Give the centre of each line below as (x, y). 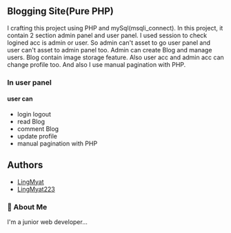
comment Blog (38, 129)
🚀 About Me (27, 207)
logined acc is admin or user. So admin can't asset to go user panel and (109, 42)
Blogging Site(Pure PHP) (60, 11)
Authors (25, 165)
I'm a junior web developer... (47, 222)
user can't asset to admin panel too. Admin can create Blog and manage (110, 50)
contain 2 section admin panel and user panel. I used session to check (107, 35)
